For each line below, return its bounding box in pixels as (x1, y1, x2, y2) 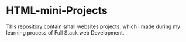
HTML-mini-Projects (6, 4, 108, 17)
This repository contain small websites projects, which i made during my (6, 23, 180, 30)
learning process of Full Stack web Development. (6, 29, 125, 36)
